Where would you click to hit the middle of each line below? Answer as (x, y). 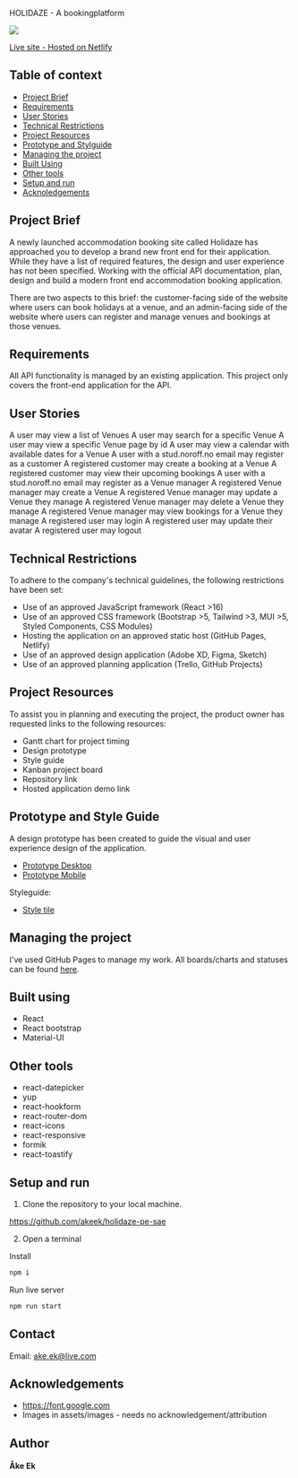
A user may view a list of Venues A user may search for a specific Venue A (147, 435)
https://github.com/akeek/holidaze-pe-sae (88, 1221)
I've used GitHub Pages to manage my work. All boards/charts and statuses (149, 960)
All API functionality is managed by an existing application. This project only (149, 376)
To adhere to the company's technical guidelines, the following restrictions (147, 580)
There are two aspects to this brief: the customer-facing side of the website (149, 297)
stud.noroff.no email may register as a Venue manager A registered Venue (145, 483)
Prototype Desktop (57, 865)
